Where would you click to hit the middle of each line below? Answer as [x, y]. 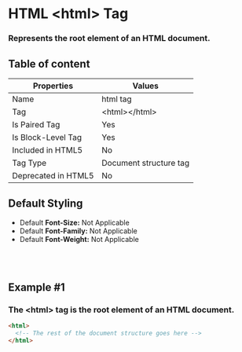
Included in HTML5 [48, 150]
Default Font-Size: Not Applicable [74, 222]
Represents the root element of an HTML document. [109, 38]
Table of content [49, 64]
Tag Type [29, 163]
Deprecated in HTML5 [53, 175]
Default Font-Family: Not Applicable [78, 231]
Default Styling [46, 204]
